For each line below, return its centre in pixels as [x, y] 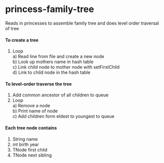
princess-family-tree [50, 9]
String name [25, 139]
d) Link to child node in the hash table [51, 72]
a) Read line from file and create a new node [58, 57]
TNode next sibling [32, 155]
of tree [12, 28]
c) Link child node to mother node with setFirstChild [66, 67]
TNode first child [30, 149]
